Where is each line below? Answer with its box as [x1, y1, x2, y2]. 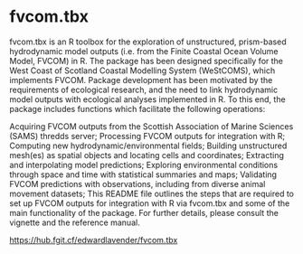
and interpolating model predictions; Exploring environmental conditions [9, 159, 279, 170]
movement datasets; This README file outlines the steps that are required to [9, 188, 295, 199]
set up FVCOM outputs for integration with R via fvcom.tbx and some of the [9, 197, 290, 209]
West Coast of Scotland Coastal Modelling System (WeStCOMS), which [9, 65, 276, 76]
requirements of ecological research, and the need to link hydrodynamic [9, 84, 279, 95]
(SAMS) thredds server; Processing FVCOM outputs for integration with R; [9, 130, 286, 141]
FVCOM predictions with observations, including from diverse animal [9, 178, 266, 189]
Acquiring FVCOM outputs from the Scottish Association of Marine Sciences [9, 120, 294, 132]
